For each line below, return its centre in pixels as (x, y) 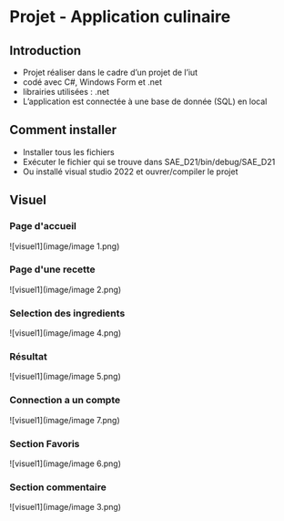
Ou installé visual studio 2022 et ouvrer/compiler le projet (130, 172)
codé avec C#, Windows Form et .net (92, 82)
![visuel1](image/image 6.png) (65, 464)
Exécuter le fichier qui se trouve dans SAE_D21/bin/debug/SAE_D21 (149, 162)
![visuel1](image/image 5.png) (65, 377)
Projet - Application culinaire (120, 17)
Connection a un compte (65, 401)
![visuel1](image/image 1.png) (65, 246)
